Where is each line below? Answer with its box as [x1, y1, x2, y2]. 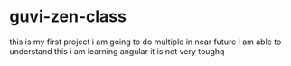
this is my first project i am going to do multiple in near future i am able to [9, 36, 282, 47]
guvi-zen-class [9, 6, 127, 27]
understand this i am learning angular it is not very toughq [9, 45, 225, 56]
